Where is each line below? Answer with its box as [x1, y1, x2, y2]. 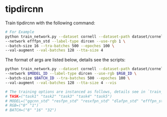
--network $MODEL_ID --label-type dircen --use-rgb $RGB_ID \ [5, 71, 137, 76]
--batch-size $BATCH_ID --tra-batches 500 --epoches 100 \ [5, 76, 130, 81]
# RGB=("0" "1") [5, 103, 39, 108]
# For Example [5, 29, 35, 34]
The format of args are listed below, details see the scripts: [5, 57, 126, 63]
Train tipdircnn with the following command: [5, 20, 95, 26]
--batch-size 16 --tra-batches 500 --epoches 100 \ [5, 43, 114, 48]
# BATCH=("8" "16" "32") [5, 108, 57, 113]
